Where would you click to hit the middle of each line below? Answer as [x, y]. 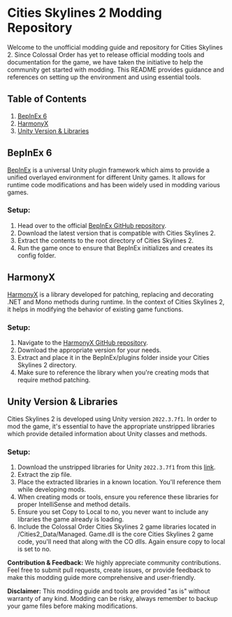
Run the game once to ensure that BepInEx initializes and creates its [115, 248]
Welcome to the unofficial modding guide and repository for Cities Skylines [115, 47]
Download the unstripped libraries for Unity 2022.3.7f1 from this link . [116, 467]
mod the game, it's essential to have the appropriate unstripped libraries [111, 426]
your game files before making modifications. [73, 606]
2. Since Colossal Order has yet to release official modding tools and [106, 55]
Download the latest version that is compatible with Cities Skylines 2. [116, 233]
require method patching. [54, 379]
